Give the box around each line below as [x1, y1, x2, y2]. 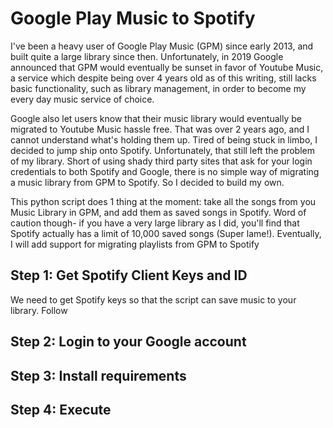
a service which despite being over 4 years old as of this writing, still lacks [10, 72, 317, 84]
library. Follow [10, 304, 68, 316]
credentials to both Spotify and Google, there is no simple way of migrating [10, 165, 320, 177]
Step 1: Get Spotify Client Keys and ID [10, 267, 248, 284]
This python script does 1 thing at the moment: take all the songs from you [10, 195, 317, 207]
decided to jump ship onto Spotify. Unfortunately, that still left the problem [10, 144, 315, 156]
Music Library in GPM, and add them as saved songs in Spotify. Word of [10, 206, 307, 218]
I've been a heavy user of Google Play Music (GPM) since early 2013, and [10, 40, 314, 52]
